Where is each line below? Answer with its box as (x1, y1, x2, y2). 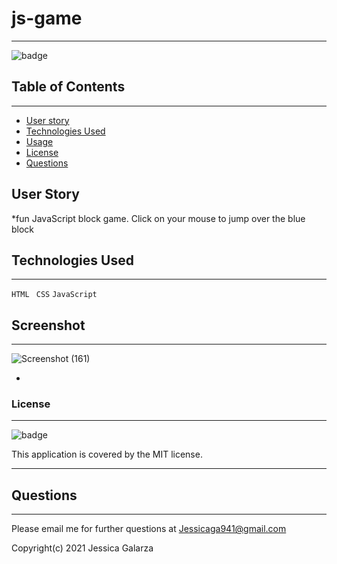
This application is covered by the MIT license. (11, 448, 203, 461)
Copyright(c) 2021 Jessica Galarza (11, 542, 154, 554)
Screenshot (11, 317, 86, 334)
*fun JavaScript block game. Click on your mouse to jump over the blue (11, 212, 306, 224)
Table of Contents (11, 78, 126, 96)
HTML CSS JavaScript (11, 290, 98, 300)
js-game (11, 7, 83, 30)
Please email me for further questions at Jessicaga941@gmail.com (11, 523, 287, 535)
